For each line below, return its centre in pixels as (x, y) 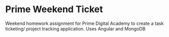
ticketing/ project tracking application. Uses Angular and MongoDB (76, 28)
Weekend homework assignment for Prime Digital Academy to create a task (84, 23)
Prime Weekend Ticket (54, 9)
